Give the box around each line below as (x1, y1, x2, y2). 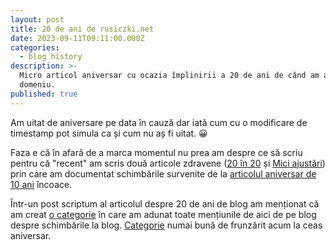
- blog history (19, 52, 83, 62)
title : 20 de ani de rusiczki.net (10, 24, 155, 34)
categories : (10, 42, 60, 53)
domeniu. (19, 80, 56, 90)
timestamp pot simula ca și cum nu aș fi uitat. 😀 (10, 127, 208, 139)
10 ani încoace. (10, 178, 73, 190)
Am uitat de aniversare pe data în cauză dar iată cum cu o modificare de (10, 116, 308, 128)
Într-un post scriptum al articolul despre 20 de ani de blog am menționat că (10, 197, 320, 210)
